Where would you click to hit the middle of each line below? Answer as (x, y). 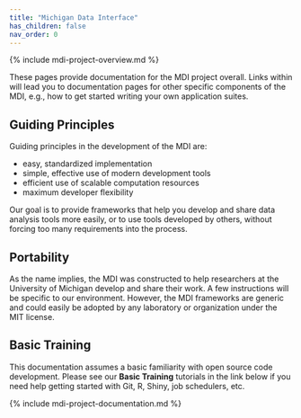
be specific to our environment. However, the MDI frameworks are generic (147, 298)
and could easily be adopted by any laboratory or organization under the (143, 307)
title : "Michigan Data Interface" (74, 18)
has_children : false (48, 26)
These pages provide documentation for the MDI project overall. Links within (151, 77)
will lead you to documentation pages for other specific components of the (147, 87)
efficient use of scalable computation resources (111, 183)
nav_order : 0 (34, 34)
